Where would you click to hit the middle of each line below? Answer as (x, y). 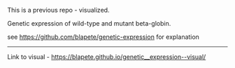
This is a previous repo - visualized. (58, 10)
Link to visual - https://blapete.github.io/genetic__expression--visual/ (107, 57)
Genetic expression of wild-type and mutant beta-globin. (89, 23)
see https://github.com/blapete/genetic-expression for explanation (103, 37)
